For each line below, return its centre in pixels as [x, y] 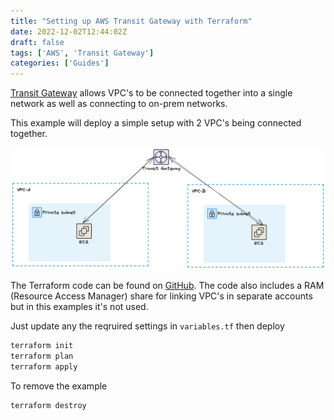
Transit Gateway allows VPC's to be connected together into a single [151, 93]
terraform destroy [48, 405]
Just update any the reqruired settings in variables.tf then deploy [147, 326]
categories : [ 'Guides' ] [60, 63]
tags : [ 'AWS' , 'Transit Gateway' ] [82, 53]
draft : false [37, 42]
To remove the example [59, 386]
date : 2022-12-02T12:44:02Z [69, 31]
